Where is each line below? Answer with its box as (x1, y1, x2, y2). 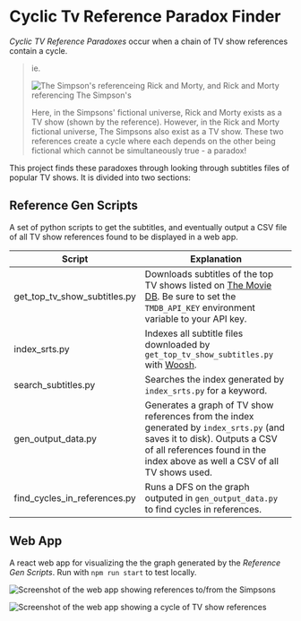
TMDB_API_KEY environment (144, 301, 255, 314)
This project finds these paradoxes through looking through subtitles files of (9, 162, 290, 173)
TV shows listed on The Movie (144, 279, 272, 291)
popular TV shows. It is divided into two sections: (9, 172, 191, 183)
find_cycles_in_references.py (13, 491, 136, 504)
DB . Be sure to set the (144, 289, 236, 302)
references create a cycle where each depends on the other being (30, 135, 276, 146)
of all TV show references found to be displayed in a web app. (9, 231, 239, 242)
